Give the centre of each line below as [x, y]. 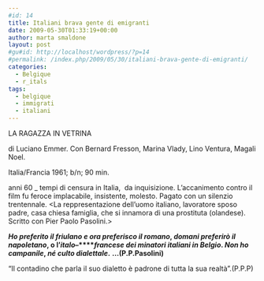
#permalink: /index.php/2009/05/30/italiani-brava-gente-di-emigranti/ [128, 60]
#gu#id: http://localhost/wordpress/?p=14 [79, 52]
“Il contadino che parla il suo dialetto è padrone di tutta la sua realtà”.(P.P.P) [131, 268]
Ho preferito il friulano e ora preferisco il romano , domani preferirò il [122, 236]
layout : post [30, 45]
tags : [17, 89]
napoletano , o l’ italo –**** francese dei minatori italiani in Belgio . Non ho [128, 245]
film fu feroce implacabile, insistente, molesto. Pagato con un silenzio [121, 196]
